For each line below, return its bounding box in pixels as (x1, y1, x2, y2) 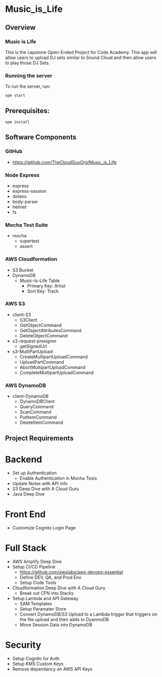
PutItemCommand (19, 414, 57, 420)
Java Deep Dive (12, 491, 45, 497)
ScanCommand (19, 409, 52, 415)
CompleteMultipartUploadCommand (19, 369, 94, 375)
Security (5, 639, 41, 650)
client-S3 (12, 311, 31, 318)
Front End (5, 508, 46, 520)
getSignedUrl (19, 343, 47, 349)
